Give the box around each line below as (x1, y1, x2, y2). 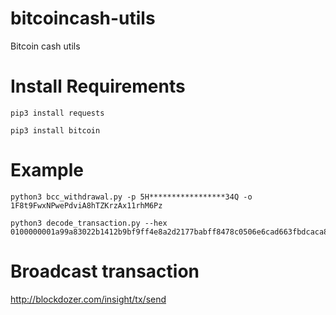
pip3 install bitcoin (10, 125, 101, 136)
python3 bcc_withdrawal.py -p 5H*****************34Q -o (10, 192, 253, 202)
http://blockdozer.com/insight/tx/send (10, 293, 167, 305)
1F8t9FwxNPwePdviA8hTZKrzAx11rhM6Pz (10, 200, 163, 211)
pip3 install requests (10, 108, 105, 118)
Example (10, 159, 84, 182)
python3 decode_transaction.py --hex (10, 218, 168, 228)
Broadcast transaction (10, 260, 200, 282)
